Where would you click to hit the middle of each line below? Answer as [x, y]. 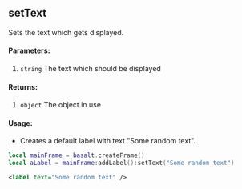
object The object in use [60, 105]
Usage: [21, 123]
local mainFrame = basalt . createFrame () [77, 155]
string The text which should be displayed [91, 69]
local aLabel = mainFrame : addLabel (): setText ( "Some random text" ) [121, 163]
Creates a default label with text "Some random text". [108, 141]
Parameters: [29, 50]
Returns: [23, 86]
